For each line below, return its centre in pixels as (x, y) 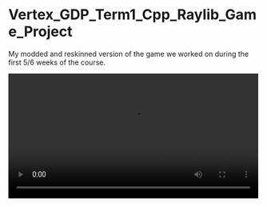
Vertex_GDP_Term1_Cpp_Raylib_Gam (133, 15)
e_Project (40, 32)
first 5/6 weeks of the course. (57, 62)
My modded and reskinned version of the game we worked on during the (129, 54)
